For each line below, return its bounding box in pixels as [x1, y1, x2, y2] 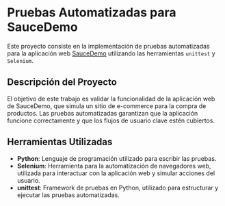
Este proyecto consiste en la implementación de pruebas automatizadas [7, 42, 210, 50]
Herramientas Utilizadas [7, 136, 113, 148]
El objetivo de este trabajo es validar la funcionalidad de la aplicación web [7, 94, 215, 103]
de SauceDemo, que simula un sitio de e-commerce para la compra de [7, 101, 207, 110]
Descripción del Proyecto [7, 77, 118, 88]
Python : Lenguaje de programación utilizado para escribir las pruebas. [16, 154, 217, 162]
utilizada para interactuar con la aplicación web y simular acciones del [16, 169, 215, 177]
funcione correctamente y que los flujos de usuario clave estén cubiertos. [7, 116, 215, 125]
